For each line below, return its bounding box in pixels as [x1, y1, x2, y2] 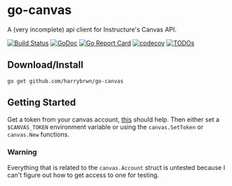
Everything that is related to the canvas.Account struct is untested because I [7, 163, 226, 171]
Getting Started [7, 96, 76, 108]
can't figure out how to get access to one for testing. [7, 171, 160, 179]
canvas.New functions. [7, 130, 70, 138]
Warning [7, 148, 37, 157]
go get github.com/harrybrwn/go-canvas [7, 78, 124, 85]
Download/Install [7, 59, 84, 71]
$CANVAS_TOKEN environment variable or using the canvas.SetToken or [7, 122, 204, 131]
